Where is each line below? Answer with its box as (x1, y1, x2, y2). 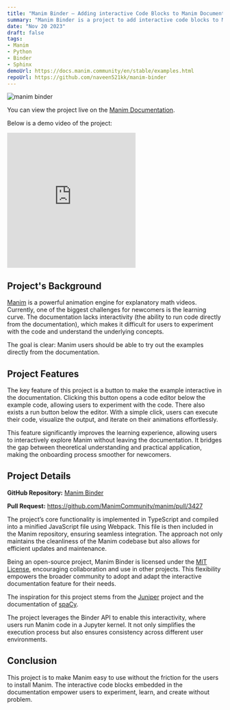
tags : (7, 36, 23, 43)
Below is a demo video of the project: (7, 119, 113, 128)
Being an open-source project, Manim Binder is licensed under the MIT (7, 557, 207, 566)
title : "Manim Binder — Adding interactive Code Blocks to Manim (7, 10, 197, 17)
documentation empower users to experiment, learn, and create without (7, 687, 210, 696)
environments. (7, 635, 48, 643)
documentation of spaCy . (7, 600, 79, 608)
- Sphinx (7, 61, 32, 68)
